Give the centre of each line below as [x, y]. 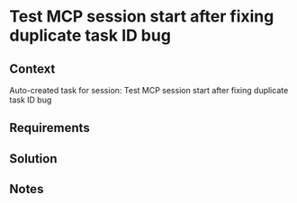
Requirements [49, 128]
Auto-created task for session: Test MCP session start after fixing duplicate [149, 90]
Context [32, 69]
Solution [33, 159]
